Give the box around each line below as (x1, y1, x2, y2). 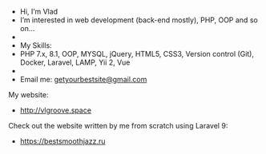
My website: (8, 90, 49, 99)
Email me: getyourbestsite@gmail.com (19, 75, 147, 84)
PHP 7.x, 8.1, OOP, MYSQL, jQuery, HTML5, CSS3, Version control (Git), (19, 49, 255, 58)
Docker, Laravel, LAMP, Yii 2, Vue (19, 57, 131, 67)
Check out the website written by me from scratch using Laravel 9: (8, 121, 228, 130)
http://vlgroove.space (19, 105, 92, 115)
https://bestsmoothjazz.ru (19, 136, 106, 146)
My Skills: (19, 41, 52, 50)
